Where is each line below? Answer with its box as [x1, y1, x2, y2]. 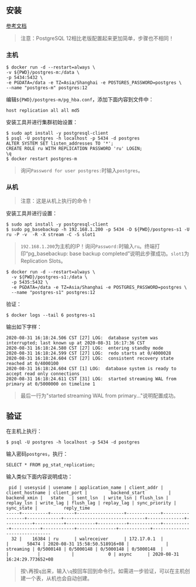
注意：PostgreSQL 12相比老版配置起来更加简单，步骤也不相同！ [20, 35, 174, 42]
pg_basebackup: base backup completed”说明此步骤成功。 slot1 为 [27, 250, 190, 257]
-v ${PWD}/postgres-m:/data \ [6, 70, 80, 76]
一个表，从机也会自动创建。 [25, 575, 92, 582]
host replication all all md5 [6, 108, 80, 114]
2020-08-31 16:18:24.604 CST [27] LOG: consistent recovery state [6, 356, 174, 361]
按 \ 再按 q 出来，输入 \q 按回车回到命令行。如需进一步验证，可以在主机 [20, 568, 185, 575]
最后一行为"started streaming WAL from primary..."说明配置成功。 [20, 392, 179, 400]
